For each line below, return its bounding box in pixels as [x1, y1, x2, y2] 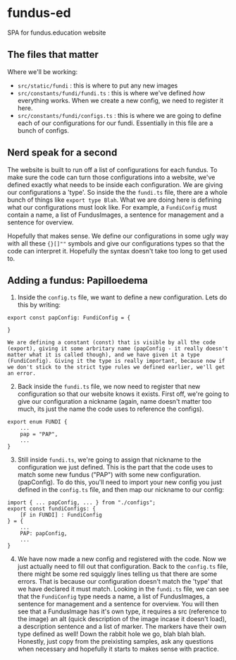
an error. [7, 370, 37, 377]
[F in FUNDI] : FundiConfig [20, 512, 102, 519]
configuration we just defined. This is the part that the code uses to [17, 463, 213, 472]
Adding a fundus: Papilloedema [7, 274, 148, 287]
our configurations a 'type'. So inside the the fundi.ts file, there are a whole [7, 188, 228, 196]
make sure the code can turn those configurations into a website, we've [7, 173, 216, 181]
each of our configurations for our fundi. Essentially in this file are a [17, 119, 213, 127]
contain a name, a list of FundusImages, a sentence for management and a [7, 210, 224, 219]
